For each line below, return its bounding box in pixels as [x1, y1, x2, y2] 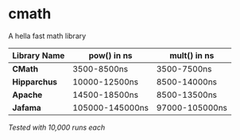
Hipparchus [12, 76, 58, 87]
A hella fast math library [8, 31, 87, 41]
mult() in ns [169, 49, 215, 60]
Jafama [12, 102, 41, 113]
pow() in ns [88, 49, 133, 60]
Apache [12, 89, 43, 100]
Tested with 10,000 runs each [8, 122, 106, 132]
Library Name [12, 49, 65, 60]
